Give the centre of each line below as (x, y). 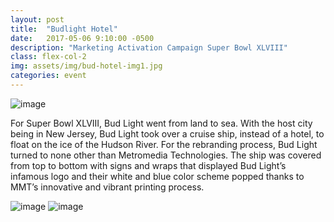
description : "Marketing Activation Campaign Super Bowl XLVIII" (149, 47)
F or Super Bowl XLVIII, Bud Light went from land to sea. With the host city (161, 123)
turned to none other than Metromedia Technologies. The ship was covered (166, 155)
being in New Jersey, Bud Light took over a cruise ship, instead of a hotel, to (167, 133)
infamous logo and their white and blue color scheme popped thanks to (157, 176)
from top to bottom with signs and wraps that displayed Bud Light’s (148, 165)
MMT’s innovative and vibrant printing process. (107, 187)
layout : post (37, 19)
